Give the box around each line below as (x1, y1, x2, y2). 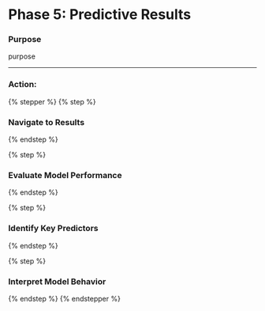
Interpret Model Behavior (8, 275, 106, 286)
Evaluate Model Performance (8, 170, 122, 180)
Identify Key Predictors (8, 223, 99, 234)
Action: (8, 79, 37, 90)
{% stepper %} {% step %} (8, 97, 96, 106)
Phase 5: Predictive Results (8, 6, 192, 24)
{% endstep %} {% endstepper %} (8, 294, 121, 303)
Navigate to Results (8, 116, 85, 127)
